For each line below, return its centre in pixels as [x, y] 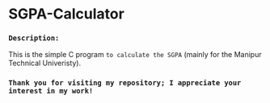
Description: [34, 38]
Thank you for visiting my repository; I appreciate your [125, 83]
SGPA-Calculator [67, 14]
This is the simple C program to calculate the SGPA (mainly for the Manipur [135, 55]
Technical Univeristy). [45, 63]
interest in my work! [51, 91]
